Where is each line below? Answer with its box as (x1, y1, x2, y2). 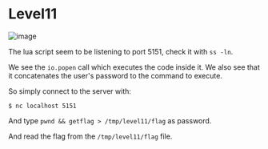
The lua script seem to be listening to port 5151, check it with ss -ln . (8, 46, 234, 56)
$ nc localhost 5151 (8, 102, 78, 110)
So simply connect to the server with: (8, 86, 132, 96)
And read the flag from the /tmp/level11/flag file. (8, 131, 173, 141)
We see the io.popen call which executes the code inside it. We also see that (8, 62, 260, 72)
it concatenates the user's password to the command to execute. (8, 70, 222, 80)
